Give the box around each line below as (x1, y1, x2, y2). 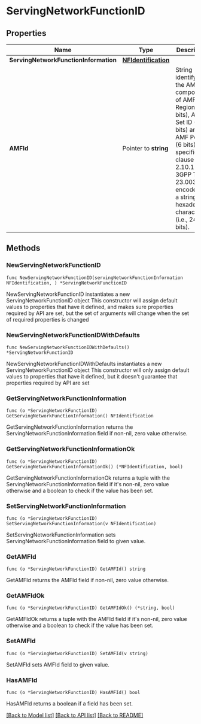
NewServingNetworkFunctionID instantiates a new (6, 290, 130, 298)
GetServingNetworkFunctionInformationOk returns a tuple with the (6, 474, 170, 481)
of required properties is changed (6, 316, 89, 323)
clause (175, 156, 194, 163)
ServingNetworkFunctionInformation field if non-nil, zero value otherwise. (6, 430, 188, 437)
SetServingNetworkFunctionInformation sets (6, 531, 116, 538)
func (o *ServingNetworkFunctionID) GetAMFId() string (6, 566, 146, 572)
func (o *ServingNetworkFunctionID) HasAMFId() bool (6, 690, 141, 696)
